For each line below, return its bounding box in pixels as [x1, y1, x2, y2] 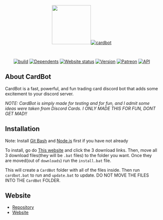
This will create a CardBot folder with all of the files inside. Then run [5, 167, 140, 173]
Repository [12, 204, 34, 210]
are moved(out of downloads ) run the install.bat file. [5, 158, 111, 163]
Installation [5, 125, 40, 133]
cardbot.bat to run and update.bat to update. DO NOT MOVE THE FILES [5, 172, 149, 178]
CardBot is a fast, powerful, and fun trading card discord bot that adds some [5, 85, 158, 91]
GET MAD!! [5, 110, 28, 117]
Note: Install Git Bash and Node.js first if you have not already [5, 138, 128, 143]
